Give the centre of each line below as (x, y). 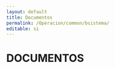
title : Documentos (29, 17)
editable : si (23, 29)
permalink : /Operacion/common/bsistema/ (58, 23)
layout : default (27, 12)
